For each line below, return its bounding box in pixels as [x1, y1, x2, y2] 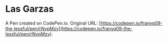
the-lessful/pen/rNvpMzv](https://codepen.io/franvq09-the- [5, 25, 133, 31]
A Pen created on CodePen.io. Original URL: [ [5, 20, 101, 26]
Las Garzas [5, 3, 54, 15]
